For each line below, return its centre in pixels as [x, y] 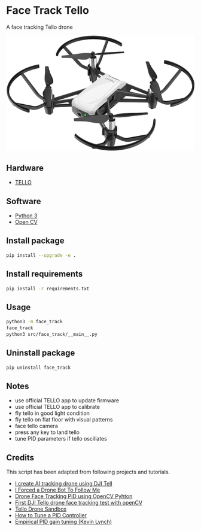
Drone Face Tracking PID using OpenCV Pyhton [74, 496]
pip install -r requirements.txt [48, 289]
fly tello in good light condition [52, 413]
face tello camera [36, 426]
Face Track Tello [48, 10]
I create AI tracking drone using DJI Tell [63, 484]
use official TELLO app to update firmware [67, 400]
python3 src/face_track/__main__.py [52, 334]
